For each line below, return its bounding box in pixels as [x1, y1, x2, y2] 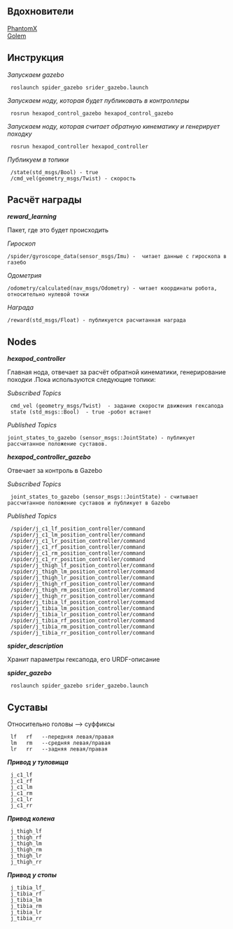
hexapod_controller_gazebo [7, 453, 91, 461]
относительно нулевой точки [7, 291, 90, 298]
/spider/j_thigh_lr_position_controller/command [10, 574, 155, 581]
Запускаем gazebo [7, 70, 64, 79]
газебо [7, 259, 27, 267]
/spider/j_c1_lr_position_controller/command [10, 538, 146, 545]
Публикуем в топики [7, 155, 69, 164]
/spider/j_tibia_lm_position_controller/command [10, 605, 155, 612]
